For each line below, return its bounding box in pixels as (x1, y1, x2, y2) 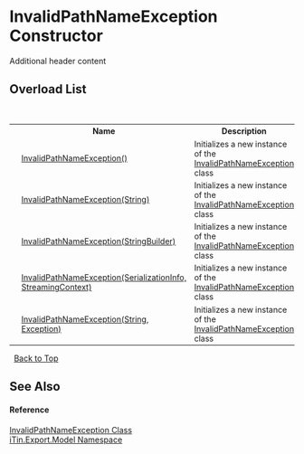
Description (221, 126, 267, 137)
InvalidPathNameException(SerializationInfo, (21, 272, 187, 283)
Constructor (9, 25, 104, 46)
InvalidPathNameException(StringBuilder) (21, 235, 176, 246)
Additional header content (9, 55, 107, 66)
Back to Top (13, 353, 59, 364)
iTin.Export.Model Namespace (9, 434, 123, 445)
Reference (9, 404, 50, 415)
